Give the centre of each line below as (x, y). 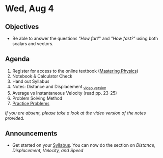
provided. (15, 118)
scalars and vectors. (33, 44)
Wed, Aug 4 (29, 9)
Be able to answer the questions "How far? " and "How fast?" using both (85, 38)
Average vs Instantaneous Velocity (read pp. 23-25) (65, 93)
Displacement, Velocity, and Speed (48, 151)
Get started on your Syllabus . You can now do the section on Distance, (84, 145)
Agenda (17, 59)
